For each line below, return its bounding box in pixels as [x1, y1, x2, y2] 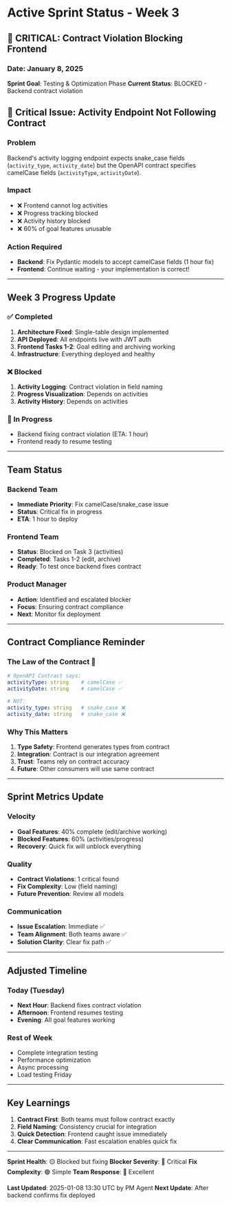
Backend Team [7, 484, 58, 494]
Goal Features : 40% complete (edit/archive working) [16, 827, 168, 835]
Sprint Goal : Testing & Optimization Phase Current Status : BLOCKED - [7, 79, 208, 88]
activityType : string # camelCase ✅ [7, 679, 122, 686]
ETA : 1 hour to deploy [16, 515, 78, 523]
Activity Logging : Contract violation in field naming [16, 382, 163, 391]
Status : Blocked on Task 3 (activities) [16, 548, 124, 556]
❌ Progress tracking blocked [16, 209, 98, 217]
